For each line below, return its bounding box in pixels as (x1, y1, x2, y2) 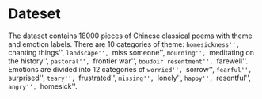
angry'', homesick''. (8, 81, 78, 91)
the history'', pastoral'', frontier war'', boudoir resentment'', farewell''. (8, 56, 249, 66)
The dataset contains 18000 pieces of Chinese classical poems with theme (8, 31, 253, 40)
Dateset (8, 5, 61, 23)
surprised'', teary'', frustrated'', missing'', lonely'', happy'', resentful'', (8, 73, 251, 82)
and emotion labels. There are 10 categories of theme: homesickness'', (8, 39, 240, 48)
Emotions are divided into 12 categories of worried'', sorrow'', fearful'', (8, 64, 252, 74)
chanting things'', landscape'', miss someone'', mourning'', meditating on (8, 48, 255, 57)
